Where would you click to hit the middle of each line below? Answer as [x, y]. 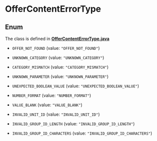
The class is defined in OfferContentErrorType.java [57, 39]
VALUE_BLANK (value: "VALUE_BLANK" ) [47, 105]
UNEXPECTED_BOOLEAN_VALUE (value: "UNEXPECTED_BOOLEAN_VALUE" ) [76, 86]
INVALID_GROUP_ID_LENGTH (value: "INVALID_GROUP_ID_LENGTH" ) [73, 124]
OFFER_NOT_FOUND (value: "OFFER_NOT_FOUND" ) [56, 48]
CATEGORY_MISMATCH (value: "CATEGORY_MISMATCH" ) [60, 67]
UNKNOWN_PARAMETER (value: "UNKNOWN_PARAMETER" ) [60, 76]
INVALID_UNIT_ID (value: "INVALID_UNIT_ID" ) [56, 114]
